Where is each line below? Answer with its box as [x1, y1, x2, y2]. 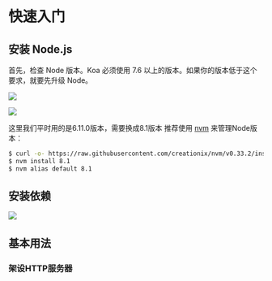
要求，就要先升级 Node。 [8, 76, 93, 85]
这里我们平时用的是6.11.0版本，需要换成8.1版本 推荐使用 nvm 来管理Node [8, 123, 251, 132]
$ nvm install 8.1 [8, 157, 70, 165]
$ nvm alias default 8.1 [8, 164, 92, 173]
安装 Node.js [8, 42, 73, 56]
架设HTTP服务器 [8, 262, 73, 274]
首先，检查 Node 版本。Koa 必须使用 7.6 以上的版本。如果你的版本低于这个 [8, 66, 257, 75]
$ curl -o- [8, 149, 45, 158]
